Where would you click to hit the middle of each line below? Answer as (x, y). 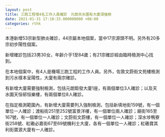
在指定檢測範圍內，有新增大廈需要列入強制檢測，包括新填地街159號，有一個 (82, 105)
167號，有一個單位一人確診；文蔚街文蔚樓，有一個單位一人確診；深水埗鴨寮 (82, 117)
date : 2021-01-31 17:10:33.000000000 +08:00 (52, 19)
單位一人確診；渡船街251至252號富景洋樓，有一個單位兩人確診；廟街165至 (81, 111)
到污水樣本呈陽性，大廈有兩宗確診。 (42, 78)
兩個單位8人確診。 (67, 94)
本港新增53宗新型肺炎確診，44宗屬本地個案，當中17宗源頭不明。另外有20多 (83, 38)
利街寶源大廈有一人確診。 (31, 130)
